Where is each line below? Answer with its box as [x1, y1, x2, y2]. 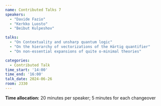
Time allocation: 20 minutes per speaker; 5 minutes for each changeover [5, 94, 156, 100]
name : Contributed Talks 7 [5, 7, 61, 12]
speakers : [5, 12, 26, 17]
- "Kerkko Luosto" [9, 21, 48, 26]
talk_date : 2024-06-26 [5, 76, 52, 81]
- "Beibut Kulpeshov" [9, 26, 55, 31]
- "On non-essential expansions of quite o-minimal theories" [9, 48, 142, 54]
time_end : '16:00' [5, 72, 43, 77]
